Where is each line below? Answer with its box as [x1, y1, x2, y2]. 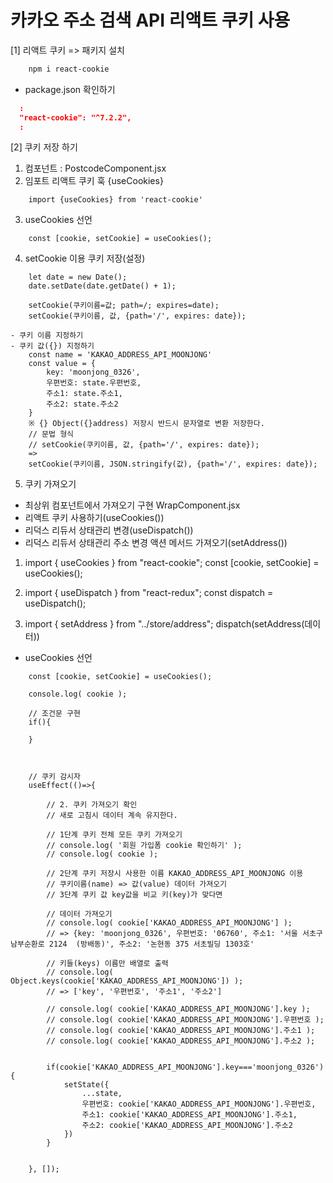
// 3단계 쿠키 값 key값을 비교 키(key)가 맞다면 [46, 890, 223, 900]
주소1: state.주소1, [46, 389, 123, 399]
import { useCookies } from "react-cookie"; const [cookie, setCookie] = [24, 557, 320, 569]
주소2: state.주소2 [46, 399, 119, 410]
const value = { [28, 359, 97, 369]
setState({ [63, 1080, 110, 1090]
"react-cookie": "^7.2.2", [19, 112, 132, 123]
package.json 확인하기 [24, 83, 116, 95]
